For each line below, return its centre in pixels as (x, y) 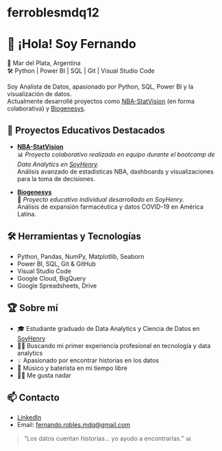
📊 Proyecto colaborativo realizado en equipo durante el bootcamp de (116, 154)
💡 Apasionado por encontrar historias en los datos (88, 360)
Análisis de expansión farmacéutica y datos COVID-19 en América (110, 207)
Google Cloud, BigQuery (51, 278)
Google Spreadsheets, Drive (57, 286)
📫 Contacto (33, 397)
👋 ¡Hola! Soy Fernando (72, 44)
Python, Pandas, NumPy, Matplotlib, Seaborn (81, 256)
